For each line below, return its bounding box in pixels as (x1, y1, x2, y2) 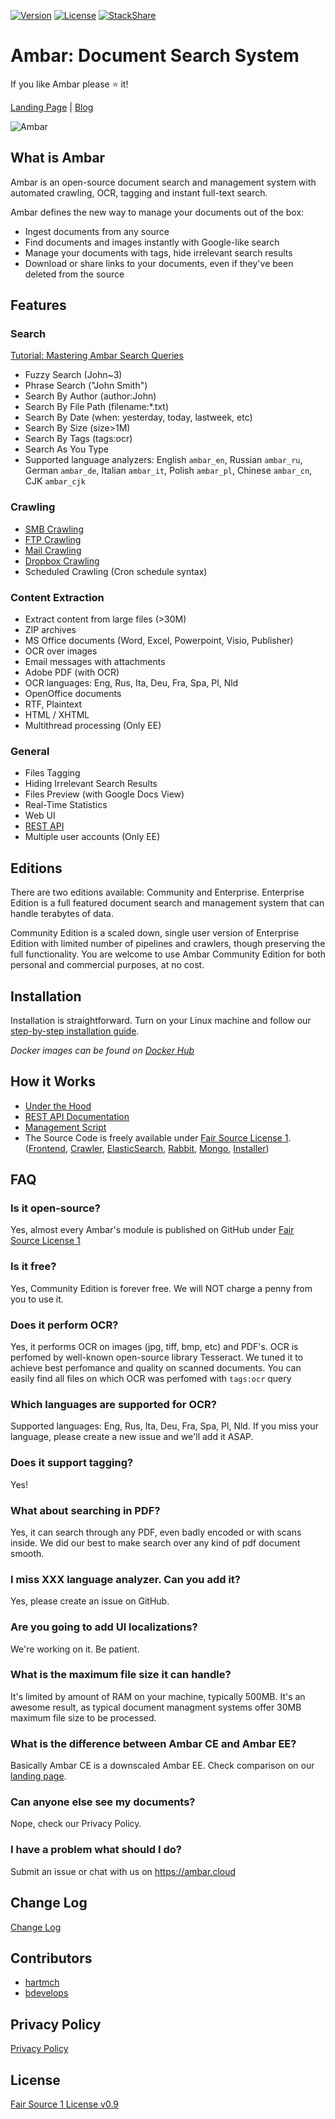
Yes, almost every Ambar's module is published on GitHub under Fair (10, 1224, 295, 1236)
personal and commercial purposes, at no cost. (10, 959, 205, 971)
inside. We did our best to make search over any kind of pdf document (10, 1536, 301, 1549)
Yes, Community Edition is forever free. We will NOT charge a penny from (10, 1282, 313, 1294)
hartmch (24, 1976, 60, 1989)
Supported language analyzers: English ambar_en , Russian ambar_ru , (24, 454, 303, 466)
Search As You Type (24, 443, 109, 455)
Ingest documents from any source (24, 225, 170, 237)
